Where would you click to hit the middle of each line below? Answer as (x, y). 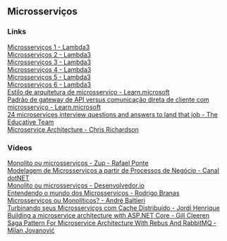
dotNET (18, 178)
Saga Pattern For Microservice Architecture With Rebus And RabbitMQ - (112, 223)
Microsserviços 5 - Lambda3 (49, 77)
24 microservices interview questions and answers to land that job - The (113, 114)
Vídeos (20, 147)
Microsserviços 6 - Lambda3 (49, 85)
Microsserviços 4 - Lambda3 (49, 69)
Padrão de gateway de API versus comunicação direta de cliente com (108, 99)
